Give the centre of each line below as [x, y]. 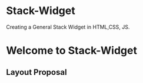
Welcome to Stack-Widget [71, 51]
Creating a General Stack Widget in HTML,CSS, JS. [68, 27]
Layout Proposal [36, 72]
